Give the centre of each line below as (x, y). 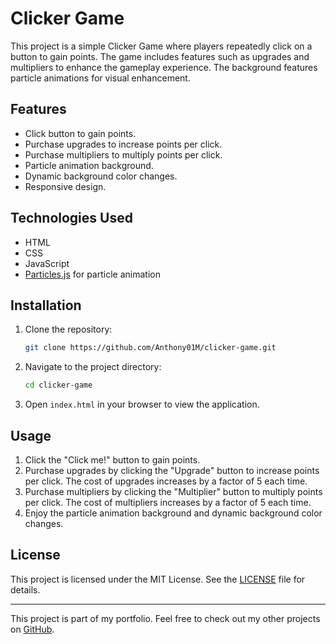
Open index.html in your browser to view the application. (142, 404)
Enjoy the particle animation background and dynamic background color (173, 513)
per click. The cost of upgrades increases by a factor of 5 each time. (166, 481)
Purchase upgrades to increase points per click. (123, 144)
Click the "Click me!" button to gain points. (112, 459)
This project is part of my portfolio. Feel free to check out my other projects (165, 618)
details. (25, 589)
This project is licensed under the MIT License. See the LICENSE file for (158, 579)
